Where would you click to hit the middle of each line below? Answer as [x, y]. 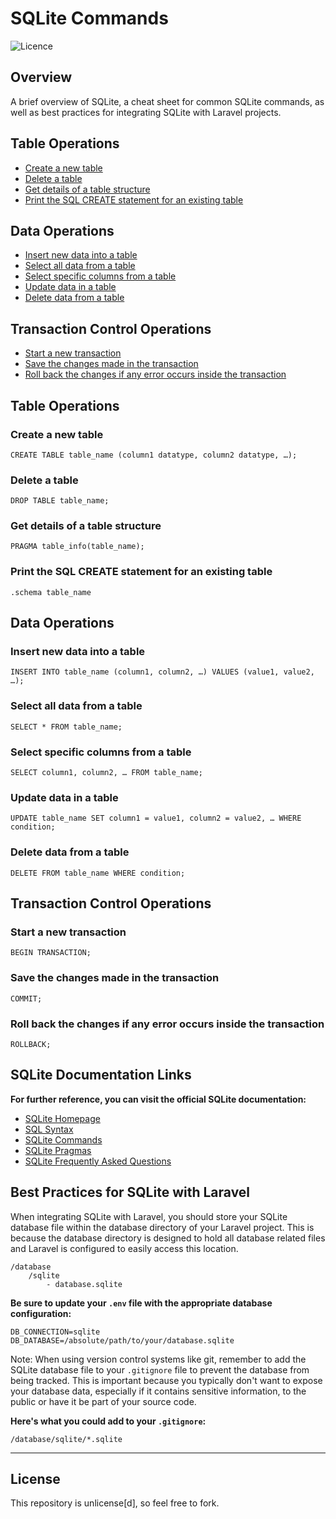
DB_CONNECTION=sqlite [55, 1332]
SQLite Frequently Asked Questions [98, 1161]
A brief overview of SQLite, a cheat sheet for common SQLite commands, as [167, 101]
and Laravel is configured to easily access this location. [124, 1248]
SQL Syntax [49, 1129]
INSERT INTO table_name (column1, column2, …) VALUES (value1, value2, [162, 672]
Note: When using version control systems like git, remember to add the [158, 1359]
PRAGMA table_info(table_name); [77, 547]
